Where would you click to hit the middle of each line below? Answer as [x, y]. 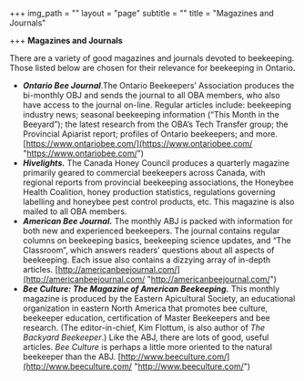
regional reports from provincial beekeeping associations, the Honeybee [158, 182]
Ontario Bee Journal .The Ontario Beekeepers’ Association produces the [158, 85]
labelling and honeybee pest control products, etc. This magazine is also [158, 201]
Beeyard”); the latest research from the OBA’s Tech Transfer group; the [155, 124]
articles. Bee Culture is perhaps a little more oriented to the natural [147, 347]
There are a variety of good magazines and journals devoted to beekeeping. [152, 58]
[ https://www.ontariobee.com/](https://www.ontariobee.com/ [137, 144]
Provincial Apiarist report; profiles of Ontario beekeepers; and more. [150, 134]
